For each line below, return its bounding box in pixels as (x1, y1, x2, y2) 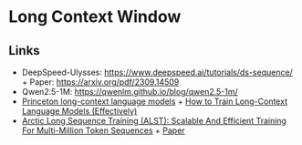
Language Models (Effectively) (21, 106, 138, 116)
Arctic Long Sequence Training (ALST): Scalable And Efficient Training (21, 116, 286, 126)
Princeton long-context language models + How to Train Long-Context (21, 96, 288, 107)
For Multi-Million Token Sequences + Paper (21, 125, 185, 136)
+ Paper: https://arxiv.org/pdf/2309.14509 (21, 77, 180, 88)
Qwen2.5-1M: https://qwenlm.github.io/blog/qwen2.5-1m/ (21, 87, 238, 97)
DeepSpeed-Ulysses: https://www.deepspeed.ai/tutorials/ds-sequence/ (21, 67, 293, 78)
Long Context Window (8, 6, 182, 27)
